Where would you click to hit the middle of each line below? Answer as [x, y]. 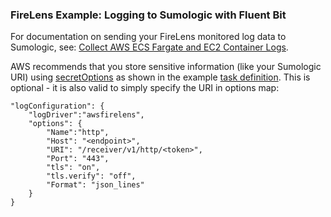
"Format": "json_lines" [95, 185]
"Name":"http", [78, 133]
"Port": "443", [78, 159]
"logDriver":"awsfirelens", [86, 115]
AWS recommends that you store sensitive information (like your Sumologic [166, 67]
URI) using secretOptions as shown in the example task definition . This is [160, 77]
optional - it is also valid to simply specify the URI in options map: [145, 88]
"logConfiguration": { [57, 106]
